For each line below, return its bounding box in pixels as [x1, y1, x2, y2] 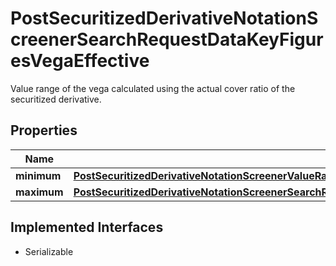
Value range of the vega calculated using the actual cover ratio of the [10, 82, 296, 94]
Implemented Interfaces [10, 219, 164, 236]
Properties [10, 122, 78, 139]
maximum [15, 185, 64, 199]
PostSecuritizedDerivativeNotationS [10, 7, 319, 30]
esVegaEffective [10, 50, 150, 72]
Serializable [24, 245, 74, 257]
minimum [15, 168, 62, 182]
